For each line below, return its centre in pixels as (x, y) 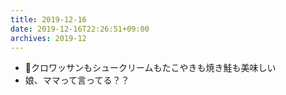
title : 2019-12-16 (48, 19)
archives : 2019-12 (48, 38)
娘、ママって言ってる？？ (77, 80)
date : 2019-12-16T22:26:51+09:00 (80, 29)
